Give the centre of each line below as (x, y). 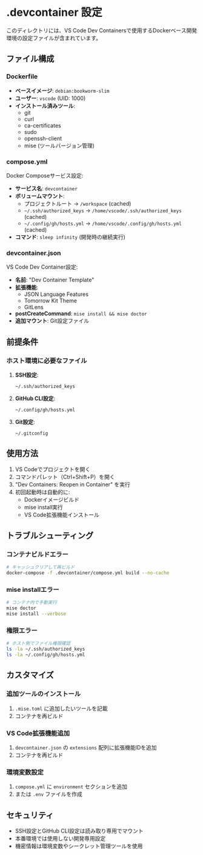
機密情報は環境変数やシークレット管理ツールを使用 (79, 846)
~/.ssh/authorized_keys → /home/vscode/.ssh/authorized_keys (103, 210)
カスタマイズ (30, 675)
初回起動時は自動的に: (42, 492)
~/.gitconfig (32, 433)
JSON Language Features (56, 294)
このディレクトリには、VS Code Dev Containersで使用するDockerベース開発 (102, 30)
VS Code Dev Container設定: (42, 267)
